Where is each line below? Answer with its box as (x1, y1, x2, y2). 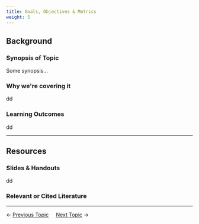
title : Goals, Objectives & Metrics (6, 8, 97, 15)
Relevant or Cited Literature (6, 192, 87, 200)
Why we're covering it (6, 82, 71, 90)
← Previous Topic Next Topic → (6, 211, 89, 218)
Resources (6, 146, 47, 157)
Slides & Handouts (6, 164, 60, 172)
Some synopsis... (6, 67, 49, 74)
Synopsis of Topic (6, 54, 59, 62)
